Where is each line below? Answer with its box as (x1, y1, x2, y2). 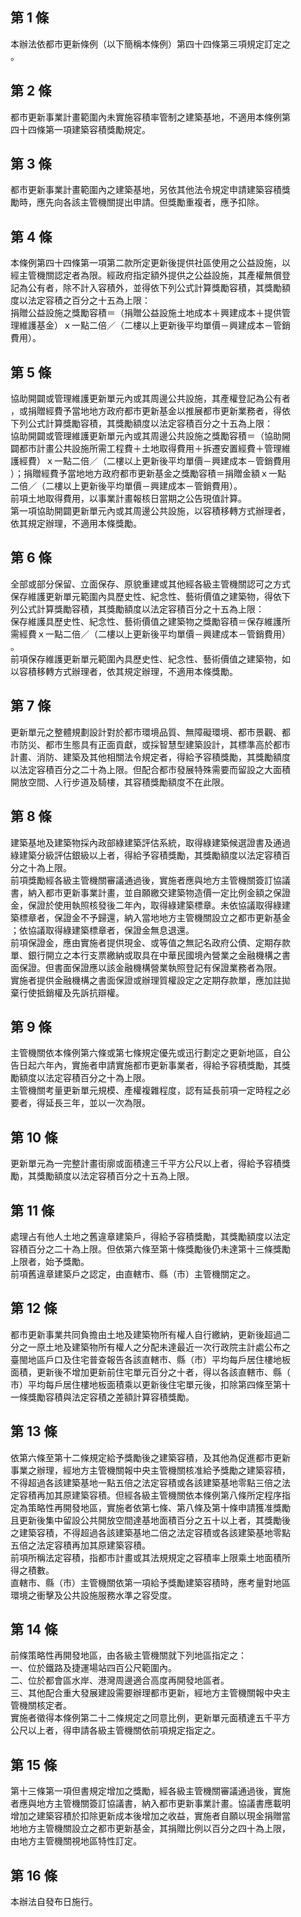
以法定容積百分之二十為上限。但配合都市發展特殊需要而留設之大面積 (10, 763, 291, 775)
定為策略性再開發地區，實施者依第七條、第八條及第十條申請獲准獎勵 (10, 1501, 291, 1513)
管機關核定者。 (10, 1699, 72, 1712)
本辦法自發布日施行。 (10, 1896, 98, 1907)
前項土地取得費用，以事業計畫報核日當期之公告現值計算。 (10, 493, 247, 505)
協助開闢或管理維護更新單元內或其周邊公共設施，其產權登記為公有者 (10, 393, 291, 405)
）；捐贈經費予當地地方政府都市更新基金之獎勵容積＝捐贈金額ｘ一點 (10, 468, 287, 480)
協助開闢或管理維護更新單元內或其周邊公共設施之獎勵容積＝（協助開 (10, 430, 291, 442)
